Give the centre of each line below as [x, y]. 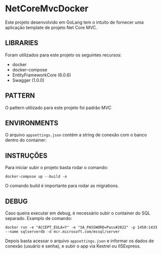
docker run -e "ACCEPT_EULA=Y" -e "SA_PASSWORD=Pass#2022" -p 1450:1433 [81, 227]
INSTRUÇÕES [26, 156]
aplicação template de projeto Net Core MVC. [51, 27]
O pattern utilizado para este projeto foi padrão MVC [58, 108]
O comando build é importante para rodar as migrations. [62, 186]
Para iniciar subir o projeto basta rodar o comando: [57, 168]
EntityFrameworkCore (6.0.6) [42, 75]
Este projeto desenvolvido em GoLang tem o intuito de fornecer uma [74, 22]
